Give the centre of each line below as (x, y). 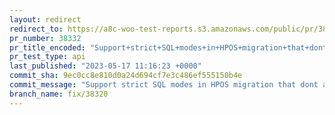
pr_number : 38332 (45, 38)
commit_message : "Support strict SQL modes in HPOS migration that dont (164, 85)
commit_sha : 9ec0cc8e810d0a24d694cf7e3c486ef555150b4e (126, 76)
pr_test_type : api (47, 57)
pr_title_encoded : (47, 47)
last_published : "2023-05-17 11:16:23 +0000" (105, 66)
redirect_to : (36, 29)
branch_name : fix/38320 (59, 94)
